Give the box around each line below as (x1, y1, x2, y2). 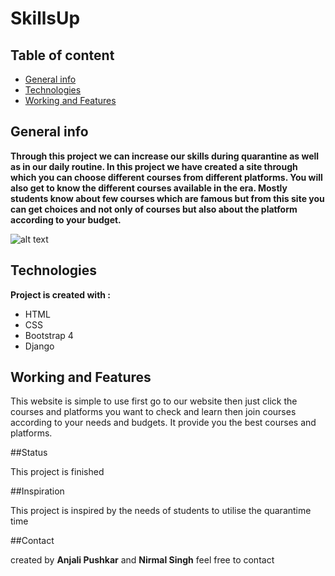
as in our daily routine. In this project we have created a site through (10, 160, 298, 172)
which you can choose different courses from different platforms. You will (10, 171, 323, 183)
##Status (10, 447, 48, 459)
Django (24, 340, 55, 352)
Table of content (10, 47, 115, 64)
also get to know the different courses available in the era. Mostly (10, 182, 288, 194)
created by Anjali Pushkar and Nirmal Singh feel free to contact (10, 554, 275, 566)
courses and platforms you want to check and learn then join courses (10, 406, 297, 418)
